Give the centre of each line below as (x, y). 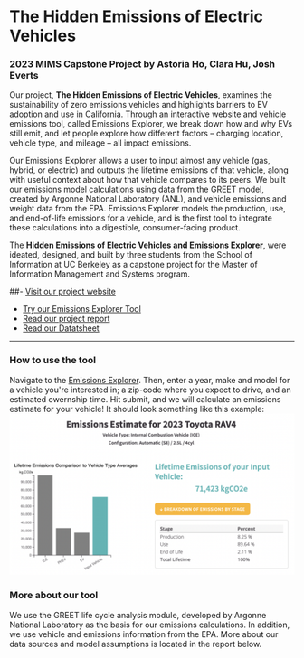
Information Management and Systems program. (100, 274)
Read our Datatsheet (61, 328)
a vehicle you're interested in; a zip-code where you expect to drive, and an (150, 390)
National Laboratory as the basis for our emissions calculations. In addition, (150, 625)
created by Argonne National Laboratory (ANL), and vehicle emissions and (148, 199)
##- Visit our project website (62, 292)
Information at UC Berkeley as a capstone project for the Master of (133, 265)
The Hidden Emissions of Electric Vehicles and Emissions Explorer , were (148, 245)
